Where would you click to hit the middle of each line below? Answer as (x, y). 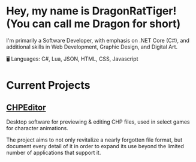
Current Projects (48, 85)
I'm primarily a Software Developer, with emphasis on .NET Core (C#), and (98, 40)
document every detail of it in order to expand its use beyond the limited (95, 146)
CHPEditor (26, 107)
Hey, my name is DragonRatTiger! (91, 11)
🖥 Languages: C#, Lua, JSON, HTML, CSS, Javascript (73, 59)
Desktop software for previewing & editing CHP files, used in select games (98, 122)
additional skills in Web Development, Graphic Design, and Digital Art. (92, 47)
